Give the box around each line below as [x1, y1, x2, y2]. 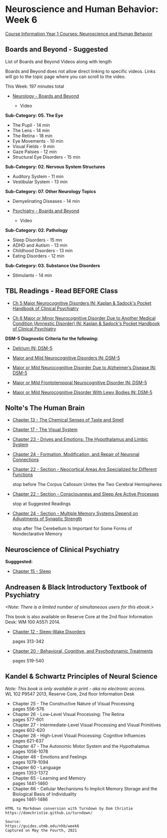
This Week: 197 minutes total [5, 83, 64, 89]
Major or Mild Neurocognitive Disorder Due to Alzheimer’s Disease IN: [12, 364, 156, 370]
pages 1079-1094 [12, 759, 48, 765]
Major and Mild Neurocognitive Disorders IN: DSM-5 [12, 354, 120, 361]
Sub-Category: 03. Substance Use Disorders [5, 262, 100, 268]
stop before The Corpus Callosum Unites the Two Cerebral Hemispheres [12, 482, 162, 488]
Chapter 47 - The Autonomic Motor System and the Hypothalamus [12, 743, 150, 749]
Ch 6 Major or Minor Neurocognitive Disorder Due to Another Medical [12, 315, 156, 321]
